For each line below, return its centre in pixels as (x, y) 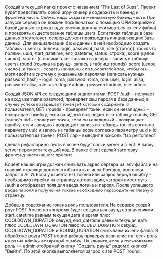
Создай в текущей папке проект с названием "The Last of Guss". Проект (80, 7)
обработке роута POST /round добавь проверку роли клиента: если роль (81, 236)
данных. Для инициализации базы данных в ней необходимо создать (77, 43)
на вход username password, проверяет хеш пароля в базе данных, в (77, 99)
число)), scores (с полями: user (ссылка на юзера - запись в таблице (77, 59)
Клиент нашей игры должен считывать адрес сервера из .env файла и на (81, 164)
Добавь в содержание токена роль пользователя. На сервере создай (78, 205)
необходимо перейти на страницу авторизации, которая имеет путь (76, 180)
